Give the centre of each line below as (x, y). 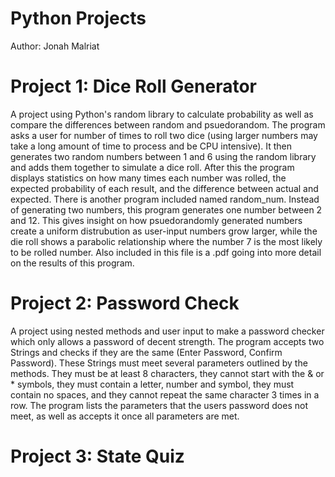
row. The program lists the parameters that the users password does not (159, 405)
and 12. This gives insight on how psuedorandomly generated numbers (156, 220)
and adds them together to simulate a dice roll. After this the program (152, 167)
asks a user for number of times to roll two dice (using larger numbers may (164, 135)
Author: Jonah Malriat (55, 46)
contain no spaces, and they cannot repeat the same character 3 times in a (165, 394)
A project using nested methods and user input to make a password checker (167, 331)
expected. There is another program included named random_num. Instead (165, 199)
